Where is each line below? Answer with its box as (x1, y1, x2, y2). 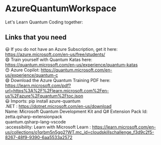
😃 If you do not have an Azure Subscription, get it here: (5, 46, 118, 52)
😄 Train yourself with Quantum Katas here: (5, 57, 92, 62)
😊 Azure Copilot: (5, 67, 40, 73)
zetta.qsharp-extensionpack (5, 113, 62, 120)
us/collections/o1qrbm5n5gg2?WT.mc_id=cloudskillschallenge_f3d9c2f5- (5, 129, 155, 135)
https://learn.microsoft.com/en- (92, 124, 156, 130)
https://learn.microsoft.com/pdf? (5, 83, 71, 88)
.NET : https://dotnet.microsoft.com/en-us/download (5, 103, 112, 109)
